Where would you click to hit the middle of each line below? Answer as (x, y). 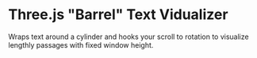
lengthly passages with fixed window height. (81, 44)
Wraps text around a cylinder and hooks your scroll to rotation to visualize (128, 37)
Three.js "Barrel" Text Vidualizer (118, 15)
